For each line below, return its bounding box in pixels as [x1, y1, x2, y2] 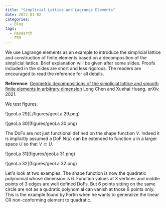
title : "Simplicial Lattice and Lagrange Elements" [5, 7, 115, 13]
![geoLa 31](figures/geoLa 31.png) [5, 151, 76, 157]
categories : [5, 17, 30, 22]
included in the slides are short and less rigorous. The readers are [5, 65, 141, 71]
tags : [5, 26, 17, 31]
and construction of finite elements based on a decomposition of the [5, 54, 147, 60]
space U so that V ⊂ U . [5, 141, 54, 147]
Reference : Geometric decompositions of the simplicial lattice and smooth [5, 80, 159, 86]
